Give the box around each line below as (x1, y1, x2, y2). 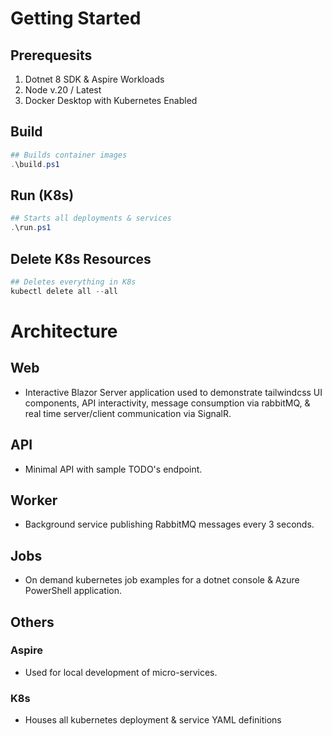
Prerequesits (10, 47, 93, 64)
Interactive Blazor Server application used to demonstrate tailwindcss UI (24, 386, 323, 398)
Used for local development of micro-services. (24, 666, 218, 678)
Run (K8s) (10, 187, 75, 204)
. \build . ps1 (10, 159, 60, 169)
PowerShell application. (24, 585, 123, 597)
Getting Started (10, 7, 142, 30)
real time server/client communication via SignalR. (24, 407, 232, 419)
